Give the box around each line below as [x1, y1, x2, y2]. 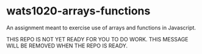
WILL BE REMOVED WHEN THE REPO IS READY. [6, 42, 128, 49]
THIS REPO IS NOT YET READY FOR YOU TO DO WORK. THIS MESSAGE [6, 35, 189, 43]
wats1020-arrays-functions [6, 4, 151, 18]
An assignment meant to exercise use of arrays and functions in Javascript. [6, 24, 197, 31]
